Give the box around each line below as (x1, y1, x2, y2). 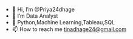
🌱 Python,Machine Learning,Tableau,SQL (12, 19, 115, 26)
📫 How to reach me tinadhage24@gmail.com (12, 26, 126, 33)
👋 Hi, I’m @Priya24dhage (12, 6, 75, 13)
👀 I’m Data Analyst (12, 12, 58, 19)
